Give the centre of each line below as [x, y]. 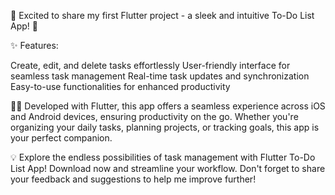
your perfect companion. [61, 138]
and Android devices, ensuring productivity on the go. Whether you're [154, 116]
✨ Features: [34, 45]
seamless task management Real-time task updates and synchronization [160, 76]
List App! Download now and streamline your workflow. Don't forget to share [168, 168]
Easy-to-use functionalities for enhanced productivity [120, 86]
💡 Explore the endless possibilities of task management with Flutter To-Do [163, 157]
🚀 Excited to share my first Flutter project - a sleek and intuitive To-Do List [162, 15]
